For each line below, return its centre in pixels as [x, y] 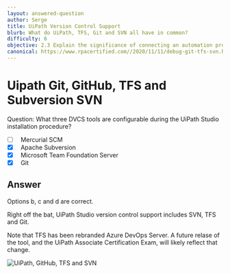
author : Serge [27, 20]
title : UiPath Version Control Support [64, 26]
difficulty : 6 [27, 39]
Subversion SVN [55, 100]
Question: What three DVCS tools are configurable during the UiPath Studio [113, 119]
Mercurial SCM [41, 139]
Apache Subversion [48, 147]
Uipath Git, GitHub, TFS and [87, 86]
